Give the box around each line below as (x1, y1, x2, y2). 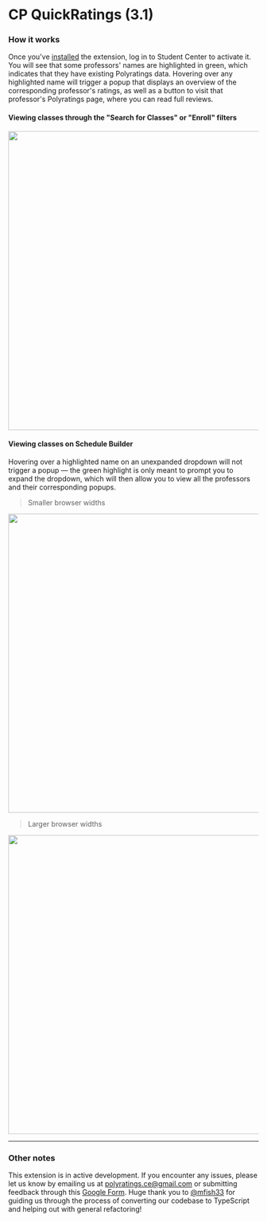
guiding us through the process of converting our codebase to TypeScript (8, 1196, 250, 1205)
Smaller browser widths (27, 497, 106, 507)
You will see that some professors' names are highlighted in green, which (8, 61, 248, 70)
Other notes (8, 1152, 56, 1163)
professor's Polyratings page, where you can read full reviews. (8, 94, 214, 104)
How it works (8, 34, 60, 45)
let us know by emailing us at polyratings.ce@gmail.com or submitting (8, 1179, 238, 1189)
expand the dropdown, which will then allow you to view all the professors (8, 473, 250, 483)
